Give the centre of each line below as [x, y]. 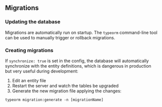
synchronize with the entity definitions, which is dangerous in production [78, 66]
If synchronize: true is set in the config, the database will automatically [77, 61]
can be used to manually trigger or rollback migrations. [60, 37]
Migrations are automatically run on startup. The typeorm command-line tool [81, 32]
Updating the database [33, 22]
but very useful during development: [42, 71]
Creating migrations [29, 50]
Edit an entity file [29, 80]
